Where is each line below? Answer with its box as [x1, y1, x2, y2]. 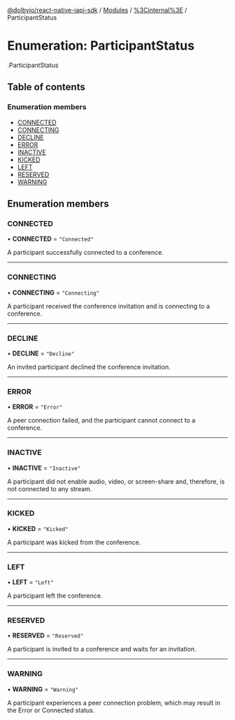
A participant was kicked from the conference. [7, 538, 141, 546]
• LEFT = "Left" [7, 578, 54, 586]
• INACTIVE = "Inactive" [7, 463, 81, 472]
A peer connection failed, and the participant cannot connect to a [7, 416, 196, 425]
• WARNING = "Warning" [7, 685, 79, 693]
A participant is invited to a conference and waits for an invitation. [7, 645, 197, 654]
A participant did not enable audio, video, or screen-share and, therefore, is [7, 477, 225, 486]
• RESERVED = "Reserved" [7, 631, 84, 640]
